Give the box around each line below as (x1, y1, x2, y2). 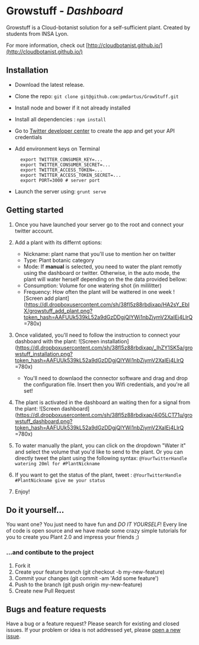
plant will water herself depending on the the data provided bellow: (23, 275, 187, 283)
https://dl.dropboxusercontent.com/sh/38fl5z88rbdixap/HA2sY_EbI (25, 300, 190, 308)
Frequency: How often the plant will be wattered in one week (23, 288, 172, 295)
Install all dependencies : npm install (14, 115, 107, 123)
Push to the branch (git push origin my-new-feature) (14, 581, 143, 588)
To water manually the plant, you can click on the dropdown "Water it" (14, 442, 187, 449)
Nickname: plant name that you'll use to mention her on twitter (23, 250, 176, 257)
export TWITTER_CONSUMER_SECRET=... (20, 162, 111, 168)
